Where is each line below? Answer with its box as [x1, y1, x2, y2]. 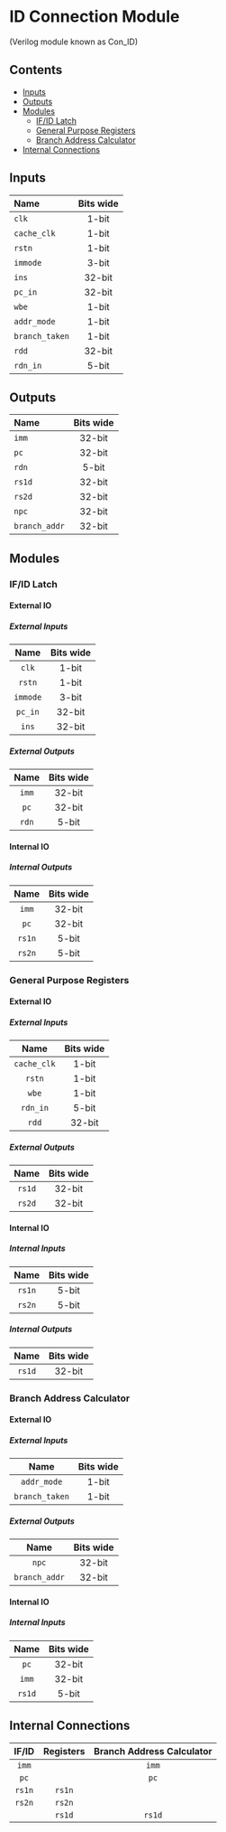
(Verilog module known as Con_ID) [9, 36, 138, 47]
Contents [9, 62, 63, 78]
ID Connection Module [9, 6, 180, 27]
